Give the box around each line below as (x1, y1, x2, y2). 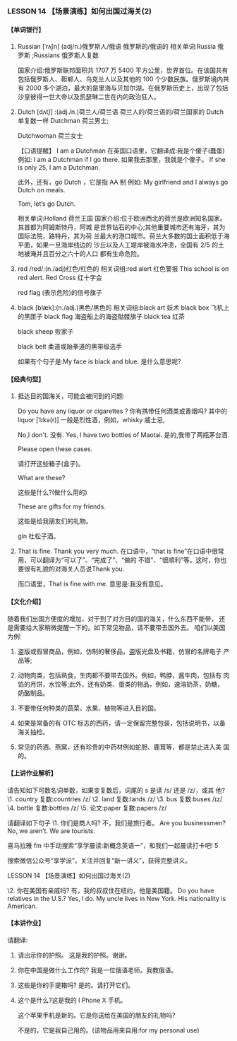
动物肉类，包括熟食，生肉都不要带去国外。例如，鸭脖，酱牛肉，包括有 (17, 670, 222, 680)
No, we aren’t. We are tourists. (7, 826, 96, 835)
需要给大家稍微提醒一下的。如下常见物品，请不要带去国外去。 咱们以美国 (13, 623, 226, 632)
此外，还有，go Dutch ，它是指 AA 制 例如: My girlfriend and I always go (17, 178, 229, 187)
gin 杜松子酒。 (17, 532, 60, 540)
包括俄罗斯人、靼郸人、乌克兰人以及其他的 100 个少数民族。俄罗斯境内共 (17, 75, 230, 83)
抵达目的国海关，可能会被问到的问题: (17, 392, 125, 400)
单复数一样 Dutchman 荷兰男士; (17, 117, 109, 125)
